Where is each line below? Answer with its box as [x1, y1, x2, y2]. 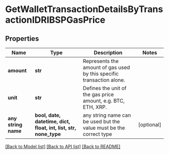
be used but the [82, 118, 120, 125]
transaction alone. [82, 76, 126, 84]
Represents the [82, 58, 119, 64]
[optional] [138, 121, 161, 128]
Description [94, 49, 123, 56]
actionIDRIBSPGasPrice [5, 14, 106, 26]
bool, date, [35, 112, 61, 119]
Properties [5, 34, 39, 43]
